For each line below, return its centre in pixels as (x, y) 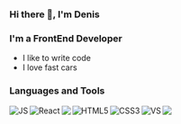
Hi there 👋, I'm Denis (55, 14)
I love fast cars (50, 67)
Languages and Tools (57, 91)
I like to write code (57, 58)
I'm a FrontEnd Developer (66, 38)
